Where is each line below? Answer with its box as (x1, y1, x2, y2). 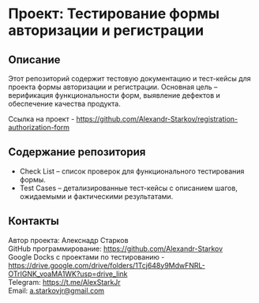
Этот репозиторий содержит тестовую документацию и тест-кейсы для (8, 74, 251, 83)
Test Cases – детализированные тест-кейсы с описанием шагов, (19, 183, 238, 193)
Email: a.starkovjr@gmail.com (8, 286, 105, 295)
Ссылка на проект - (8, 114, 75, 123)
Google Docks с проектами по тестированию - (8, 252, 165, 261)
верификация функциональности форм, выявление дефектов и (8, 91, 221, 99)
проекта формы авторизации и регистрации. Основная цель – (8, 82, 218, 92)
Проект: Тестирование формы (8, 5, 220, 23)
